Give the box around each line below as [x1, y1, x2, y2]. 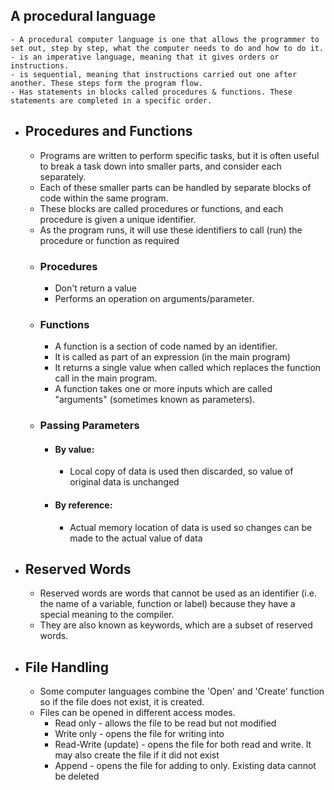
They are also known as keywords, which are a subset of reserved [39, 619, 313, 631]
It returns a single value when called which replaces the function [54, 362, 322, 374]
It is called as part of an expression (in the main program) [54, 351, 291, 363]
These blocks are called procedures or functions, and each [39, 202, 284, 214]
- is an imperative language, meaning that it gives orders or [10, 52, 280, 62]
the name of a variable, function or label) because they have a [39, 598, 296, 610]
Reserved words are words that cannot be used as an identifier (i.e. [39, 587, 317, 599]
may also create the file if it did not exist [54, 749, 220, 761]
